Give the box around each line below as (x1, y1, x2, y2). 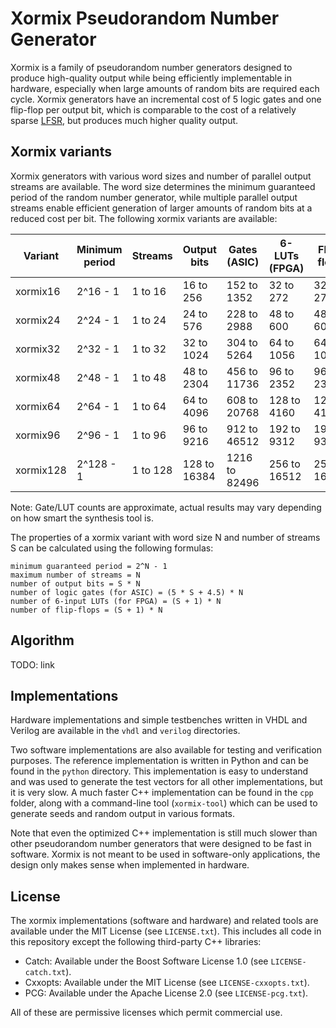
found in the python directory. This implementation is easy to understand (10, 765, 309, 777)
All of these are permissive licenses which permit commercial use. (10, 1007, 283, 1019)
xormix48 (15, 370, 61, 384)
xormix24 (15, 313, 61, 327)
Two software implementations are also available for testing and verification (10, 744, 322, 756)
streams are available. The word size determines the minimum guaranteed (10, 180, 316, 192)
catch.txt (24, 968, 67, 978)
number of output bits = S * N (10, 578, 141, 589)
